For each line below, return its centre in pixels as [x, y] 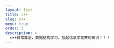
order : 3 [14, 28]
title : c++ [17, 14]
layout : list [19, 10]
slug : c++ [16, 19]
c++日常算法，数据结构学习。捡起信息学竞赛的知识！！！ [60, 38]
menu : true [17, 24]
